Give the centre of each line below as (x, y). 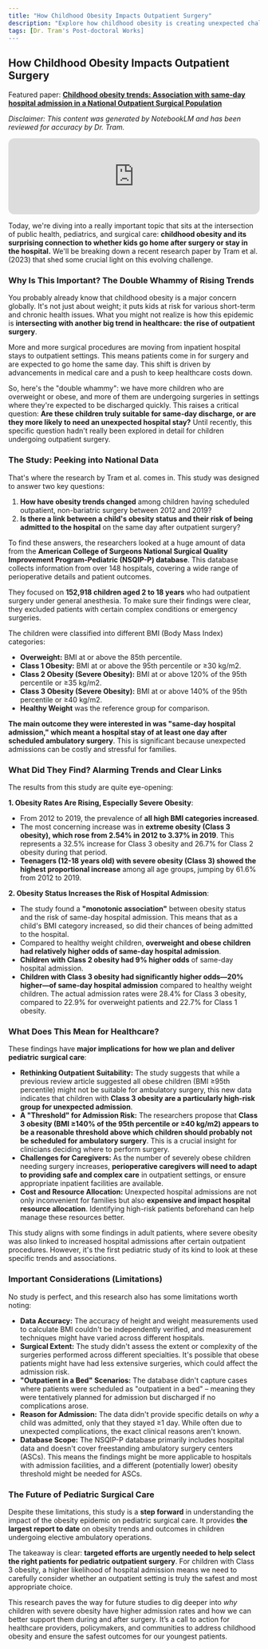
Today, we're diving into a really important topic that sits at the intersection (131, 226)
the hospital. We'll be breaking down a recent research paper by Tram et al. (133, 251)
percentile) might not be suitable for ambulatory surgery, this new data (136, 1090)
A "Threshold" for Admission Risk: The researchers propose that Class (138, 1115)
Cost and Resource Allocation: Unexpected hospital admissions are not (138, 1192)
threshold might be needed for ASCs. (81, 1474)
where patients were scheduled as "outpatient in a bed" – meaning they (137, 1388)
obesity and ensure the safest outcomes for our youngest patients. (118, 1636)
